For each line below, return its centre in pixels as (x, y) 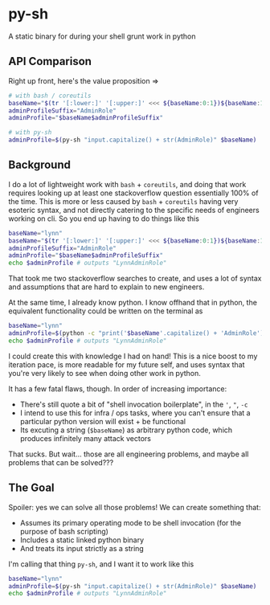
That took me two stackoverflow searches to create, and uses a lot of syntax (135, 279)
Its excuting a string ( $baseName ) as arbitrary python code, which (126, 430)
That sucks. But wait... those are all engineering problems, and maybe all (129, 454)
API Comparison (50, 61)
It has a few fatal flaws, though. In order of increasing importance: (118, 388)
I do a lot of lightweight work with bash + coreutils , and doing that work (127, 184)
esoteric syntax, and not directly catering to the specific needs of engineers (134, 210)
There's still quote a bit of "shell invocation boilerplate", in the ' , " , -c (134, 404)
